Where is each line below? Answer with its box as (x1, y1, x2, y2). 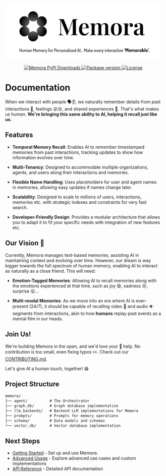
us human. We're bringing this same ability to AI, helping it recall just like (5, 111, 158, 118)
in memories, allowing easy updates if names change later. (12, 184, 132, 190)
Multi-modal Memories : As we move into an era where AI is (12, 297, 135, 303)
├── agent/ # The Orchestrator (5, 399, 90, 404)
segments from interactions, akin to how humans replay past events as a (12, 310, 162, 316)
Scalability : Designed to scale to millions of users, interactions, (12, 194, 142, 200)
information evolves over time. (12, 154, 74, 160)
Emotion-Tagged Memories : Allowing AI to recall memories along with (12, 277, 157, 284)
